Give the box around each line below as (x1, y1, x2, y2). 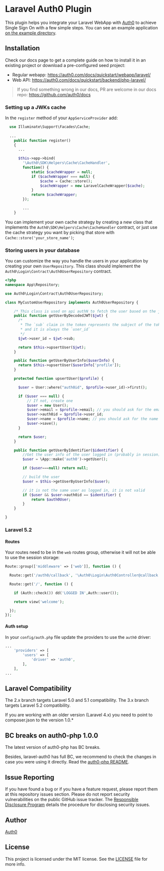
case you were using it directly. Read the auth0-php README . (5, 759, 129, 765)
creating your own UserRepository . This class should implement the (5, 263, 141, 269)
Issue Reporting (5, 773, 55, 782)
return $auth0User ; (31, 497, 71, 502)
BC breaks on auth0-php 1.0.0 (5, 731, 99, 740)
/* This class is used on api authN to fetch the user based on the (14, 309, 156, 314)
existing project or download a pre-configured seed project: (5, 62, 125, 68)
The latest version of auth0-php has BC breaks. (5, 744, 101, 750)
